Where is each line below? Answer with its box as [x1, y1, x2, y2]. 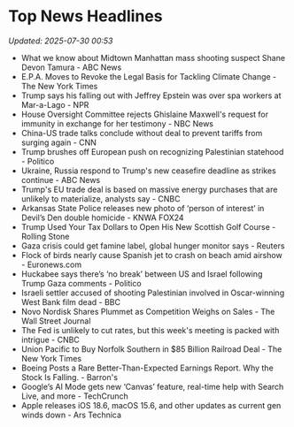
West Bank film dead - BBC [20, 296, 121, 307]
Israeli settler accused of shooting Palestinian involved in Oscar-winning [20, 287, 285, 298]
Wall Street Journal [20, 316, 91, 326]
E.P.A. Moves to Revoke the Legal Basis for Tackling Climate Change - [20, 71, 277, 81]
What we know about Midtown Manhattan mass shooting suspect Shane [20, 52, 285, 63]
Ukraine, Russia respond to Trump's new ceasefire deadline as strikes [20, 165, 276, 176]
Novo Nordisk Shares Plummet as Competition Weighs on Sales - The [20, 306, 275, 316]
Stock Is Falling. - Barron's [20, 371, 119, 382]
